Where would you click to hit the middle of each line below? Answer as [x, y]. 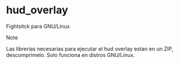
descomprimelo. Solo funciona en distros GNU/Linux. [71, 55]
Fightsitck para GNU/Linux [38, 26]
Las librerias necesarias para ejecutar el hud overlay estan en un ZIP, [90, 49]
